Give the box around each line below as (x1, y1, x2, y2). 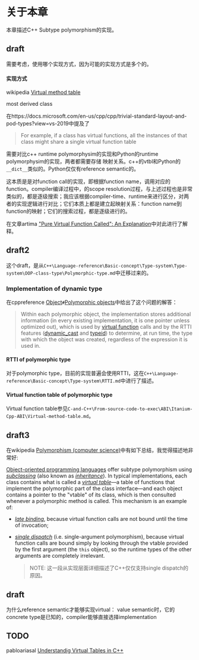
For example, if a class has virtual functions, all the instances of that (20, 131, 187, 139)
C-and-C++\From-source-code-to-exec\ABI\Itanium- (67, 406, 193, 412)
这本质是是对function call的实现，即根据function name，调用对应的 (6, 178, 170, 185)
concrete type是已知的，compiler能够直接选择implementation (6, 614, 157, 621)
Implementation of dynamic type (6, 284, 103, 293)
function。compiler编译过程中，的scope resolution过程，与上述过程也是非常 (6, 185, 193, 192)
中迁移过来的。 (115, 269, 152, 276)
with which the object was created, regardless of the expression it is (20, 336, 188, 343)
